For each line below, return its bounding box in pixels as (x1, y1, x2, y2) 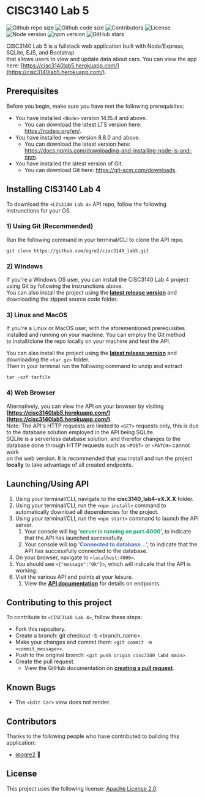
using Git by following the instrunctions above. (6, 282, 124, 290)
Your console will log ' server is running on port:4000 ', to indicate (24, 527, 192, 535)
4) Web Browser (6, 388, 56, 397)
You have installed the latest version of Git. (15, 160, 124, 167)
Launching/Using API (6, 479, 89, 489)
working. (15, 567, 38, 574)
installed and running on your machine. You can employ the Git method (6, 331, 185, 339)
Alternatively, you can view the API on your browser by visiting (6, 402, 164, 410)
